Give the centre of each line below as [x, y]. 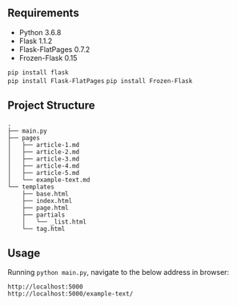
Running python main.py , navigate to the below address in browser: [118, 272]
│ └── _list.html [54, 222]
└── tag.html [44, 229]
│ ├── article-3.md [44, 159]
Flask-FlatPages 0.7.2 [54, 49]
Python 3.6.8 [40, 32]
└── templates [31, 187]
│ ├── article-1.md [44, 145]
